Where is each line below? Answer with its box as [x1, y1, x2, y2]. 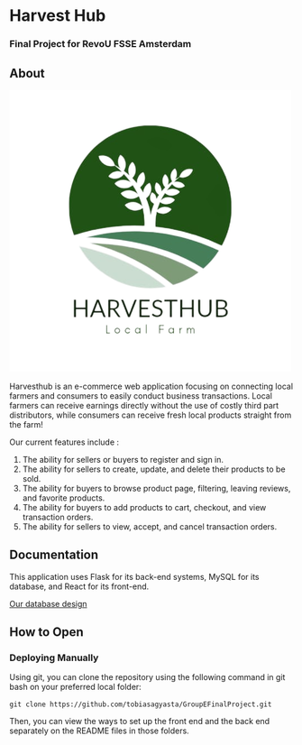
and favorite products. [22, 492, 105, 503]
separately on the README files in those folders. [9, 725, 189, 736]
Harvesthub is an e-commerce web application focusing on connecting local [9, 381, 294, 391]
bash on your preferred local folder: [9, 682, 142, 693]
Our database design [9, 598, 87, 609]
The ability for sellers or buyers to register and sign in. [22, 454, 224, 464]
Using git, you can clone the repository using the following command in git [9, 672, 286, 683]
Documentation [9, 547, 99, 563]
